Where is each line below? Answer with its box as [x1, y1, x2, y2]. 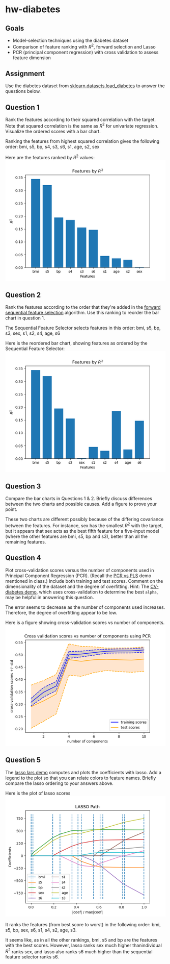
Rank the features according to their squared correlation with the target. [5, 116, 156, 123]
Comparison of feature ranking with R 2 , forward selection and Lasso [12, 43, 156, 50]
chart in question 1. [5, 315, 45, 321]
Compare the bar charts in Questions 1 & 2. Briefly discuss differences [5, 496, 153, 502]
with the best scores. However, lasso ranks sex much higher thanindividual [5, 942, 162, 948]
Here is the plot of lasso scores [5, 790, 71, 796]
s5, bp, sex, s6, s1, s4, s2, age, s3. [5, 927, 77, 933]
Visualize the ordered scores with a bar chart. [5, 128, 101, 134]
